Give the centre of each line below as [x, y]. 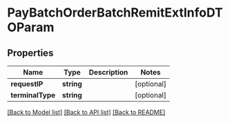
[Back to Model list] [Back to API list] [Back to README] [86, 112]
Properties [30, 53]
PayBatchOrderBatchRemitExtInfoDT [115, 13]
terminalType [33, 95]
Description [108, 72]
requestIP [27, 84]
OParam [31, 27]
